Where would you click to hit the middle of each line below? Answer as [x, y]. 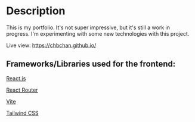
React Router [22, 90]
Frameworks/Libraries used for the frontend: [91, 64]
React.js [16, 78]
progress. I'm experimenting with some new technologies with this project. [98, 33]
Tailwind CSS [22, 113]
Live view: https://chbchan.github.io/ [51, 45]
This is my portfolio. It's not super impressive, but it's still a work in [88, 27]
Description [36, 11]
